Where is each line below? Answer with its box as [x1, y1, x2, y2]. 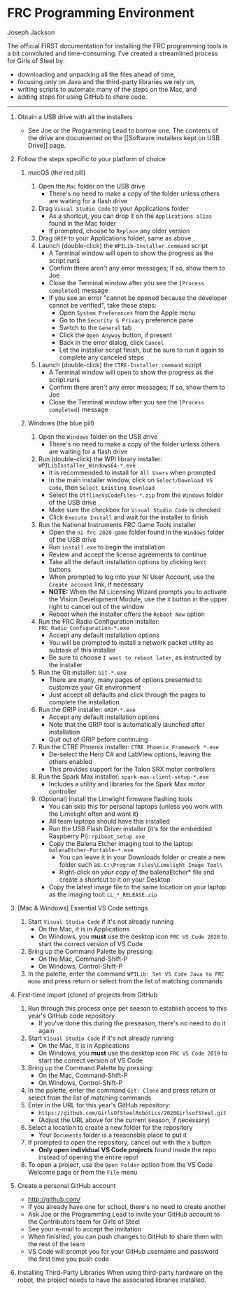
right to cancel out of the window [48, 602, 145, 610]
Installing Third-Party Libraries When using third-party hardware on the [17, 1268, 223, 1276]
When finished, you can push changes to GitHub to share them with [27, 1232, 223, 1241]
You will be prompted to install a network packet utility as [48, 638, 213, 646]
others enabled [48, 757, 93, 765]
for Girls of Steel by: [7, 56, 65, 64]
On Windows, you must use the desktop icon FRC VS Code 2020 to [38, 932, 228, 941]
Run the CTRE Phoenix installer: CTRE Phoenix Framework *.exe [38, 742, 219, 751]
